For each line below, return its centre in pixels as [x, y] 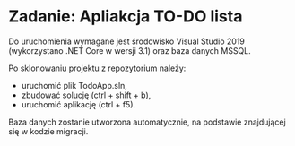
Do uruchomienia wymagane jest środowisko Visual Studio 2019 [127, 41]
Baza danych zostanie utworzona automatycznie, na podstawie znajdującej [147, 122]
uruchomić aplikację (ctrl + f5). [78, 104]
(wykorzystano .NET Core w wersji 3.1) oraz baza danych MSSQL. [130, 50]
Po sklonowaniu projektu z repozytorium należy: [97, 68]
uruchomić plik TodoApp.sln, [74, 85]
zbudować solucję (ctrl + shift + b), [86, 95]
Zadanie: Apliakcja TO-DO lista [126, 17]
